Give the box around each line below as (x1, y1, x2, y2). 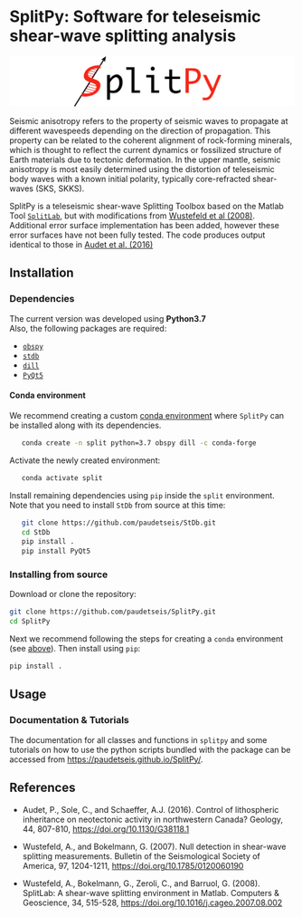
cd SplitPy (9, 617, 51, 626)
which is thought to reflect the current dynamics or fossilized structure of (9, 145, 282, 156)
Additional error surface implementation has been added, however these (9, 220, 280, 231)
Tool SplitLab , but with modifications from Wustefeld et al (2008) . (9, 210, 256, 221)
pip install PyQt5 (21, 546, 91, 556)
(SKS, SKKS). (35, 183, 85, 194)
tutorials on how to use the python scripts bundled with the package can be (9, 744, 291, 755)
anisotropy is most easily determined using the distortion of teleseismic (9, 164, 276, 175)
